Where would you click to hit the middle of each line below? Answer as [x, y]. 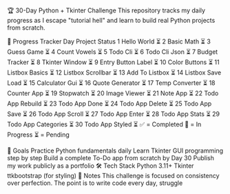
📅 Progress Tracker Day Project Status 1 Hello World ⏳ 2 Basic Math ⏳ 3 [109, 41]
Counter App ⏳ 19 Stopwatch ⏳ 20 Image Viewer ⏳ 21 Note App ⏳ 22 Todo [113, 93]
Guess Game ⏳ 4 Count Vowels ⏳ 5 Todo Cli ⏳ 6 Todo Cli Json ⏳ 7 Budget [113, 52]
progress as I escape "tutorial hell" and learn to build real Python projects [111, 20]
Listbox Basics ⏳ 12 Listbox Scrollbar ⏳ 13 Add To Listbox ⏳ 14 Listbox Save [114, 72]
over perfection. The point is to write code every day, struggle [95, 183]
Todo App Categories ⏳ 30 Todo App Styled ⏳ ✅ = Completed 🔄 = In [104, 124]
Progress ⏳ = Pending [39, 135]
